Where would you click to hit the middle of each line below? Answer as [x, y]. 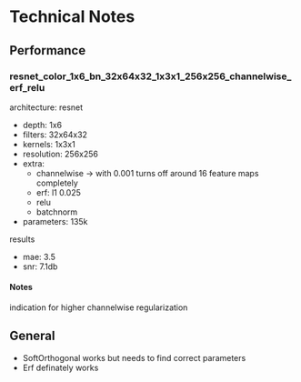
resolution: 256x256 [60, 154]
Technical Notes [72, 17]
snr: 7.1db [40, 266]
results [22, 239]
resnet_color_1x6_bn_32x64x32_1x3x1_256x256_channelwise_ [150, 76]
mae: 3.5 [39, 256]
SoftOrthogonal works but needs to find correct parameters [134, 357]
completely [57, 183]
